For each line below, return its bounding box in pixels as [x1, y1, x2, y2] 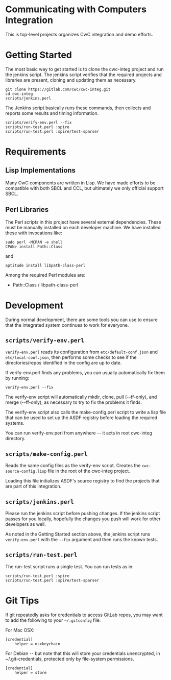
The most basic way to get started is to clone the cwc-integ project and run [5, 66, 164, 72]
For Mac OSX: [5, 627, 35, 633]
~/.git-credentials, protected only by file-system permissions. [5, 655, 134, 662]
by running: [5, 375, 30, 381]
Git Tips [5, 595, 39, 606]
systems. [5, 420, 25, 426]
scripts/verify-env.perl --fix [5, 120, 72, 125]
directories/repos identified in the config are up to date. [5, 360, 122, 366]
